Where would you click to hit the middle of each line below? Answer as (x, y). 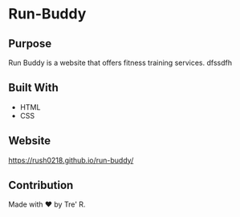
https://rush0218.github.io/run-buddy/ (71, 160)
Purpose (30, 44)
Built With (33, 88)
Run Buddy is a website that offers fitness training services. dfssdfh (120, 62)
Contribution (41, 185)
